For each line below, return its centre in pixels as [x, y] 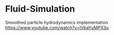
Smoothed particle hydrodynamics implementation [57, 22]
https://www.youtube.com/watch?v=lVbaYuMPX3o [57, 27]
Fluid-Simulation [40, 9]
